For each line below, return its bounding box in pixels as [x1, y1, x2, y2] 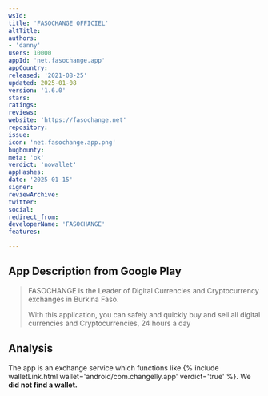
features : [8, 228, 42, 236]
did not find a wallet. [8, 380, 78, 390]
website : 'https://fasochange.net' [8, 116, 127, 124]
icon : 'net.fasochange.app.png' [8, 138, 116, 147]
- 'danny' [8, 42, 42, 50]
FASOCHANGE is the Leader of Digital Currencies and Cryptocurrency [27, 285, 260, 295]
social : [8, 205, 34, 213]
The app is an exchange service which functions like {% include [8, 362, 219, 373]
